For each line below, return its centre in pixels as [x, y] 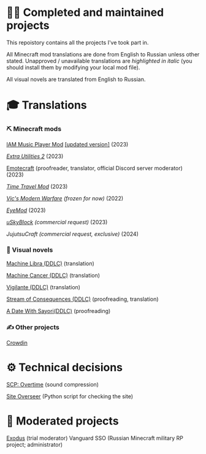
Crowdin [17, 343]
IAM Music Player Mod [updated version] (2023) [67, 145]
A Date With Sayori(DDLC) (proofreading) [59, 311]
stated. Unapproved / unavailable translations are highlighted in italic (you [99, 61]
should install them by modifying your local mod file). [73, 67]
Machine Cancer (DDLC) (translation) [53, 275]
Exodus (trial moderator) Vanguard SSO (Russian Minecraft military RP [95, 438]
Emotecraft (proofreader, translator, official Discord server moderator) [94, 168]
